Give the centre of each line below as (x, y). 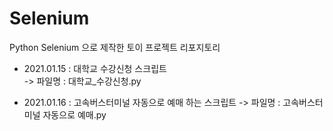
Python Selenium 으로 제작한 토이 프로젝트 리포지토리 (115, 47)
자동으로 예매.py (74, 114)
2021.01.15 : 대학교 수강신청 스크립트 (95, 68)
